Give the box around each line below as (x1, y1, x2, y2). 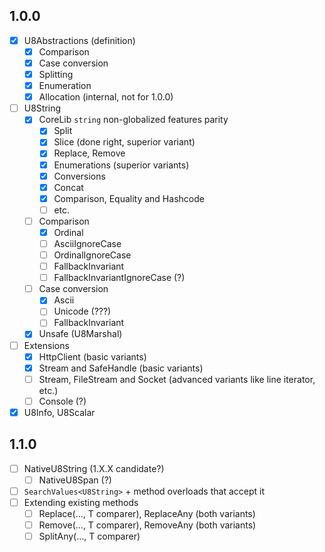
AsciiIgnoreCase (53, 237, 122, 249)
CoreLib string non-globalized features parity (38, 114, 229, 126)
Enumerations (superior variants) (53, 159, 190, 171)
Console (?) (38, 395, 87, 407)
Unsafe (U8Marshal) (38, 328, 123, 340)
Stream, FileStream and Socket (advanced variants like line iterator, (38, 373, 316, 385)
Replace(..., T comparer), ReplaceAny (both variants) (38, 507, 256, 519)
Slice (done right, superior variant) (53, 136, 196, 148)
